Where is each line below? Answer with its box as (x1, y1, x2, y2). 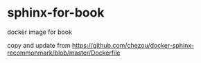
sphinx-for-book (7, 5, 105, 21)
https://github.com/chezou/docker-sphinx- (71, 41, 195, 49)
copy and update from (7, 41, 71, 49)
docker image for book (7, 28, 73, 36)
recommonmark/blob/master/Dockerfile (7, 48, 121, 57)
